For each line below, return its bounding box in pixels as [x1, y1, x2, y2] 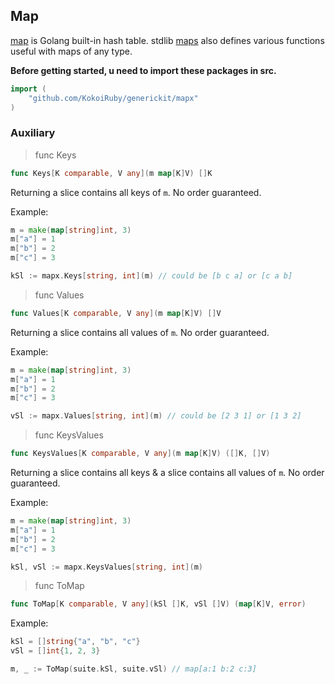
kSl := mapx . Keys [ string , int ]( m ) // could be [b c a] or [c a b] [10, 271, 293, 281]
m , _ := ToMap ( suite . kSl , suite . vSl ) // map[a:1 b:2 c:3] [10, 664, 257, 674]
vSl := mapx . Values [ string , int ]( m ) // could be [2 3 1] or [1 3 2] [10, 411, 302, 421]
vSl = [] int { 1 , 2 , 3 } [10, 646, 101, 656]
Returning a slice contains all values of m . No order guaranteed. [10, 326, 270, 338]
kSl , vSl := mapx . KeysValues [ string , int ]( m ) [10, 562, 203, 572]
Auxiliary [10, 126, 56, 140]
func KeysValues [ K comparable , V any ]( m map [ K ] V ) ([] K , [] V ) [10, 449, 271, 459]
